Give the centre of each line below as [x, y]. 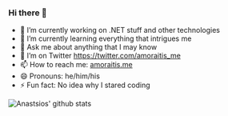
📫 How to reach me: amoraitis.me [76, 65]
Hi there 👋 [28, 13]
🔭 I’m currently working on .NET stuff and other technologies [120, 30]
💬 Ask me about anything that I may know [88, 47]
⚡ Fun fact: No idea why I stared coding [85, 85]
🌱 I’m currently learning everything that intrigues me [106, 38]
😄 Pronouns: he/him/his [60, 76]
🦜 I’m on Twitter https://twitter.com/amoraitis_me [100, 56]
